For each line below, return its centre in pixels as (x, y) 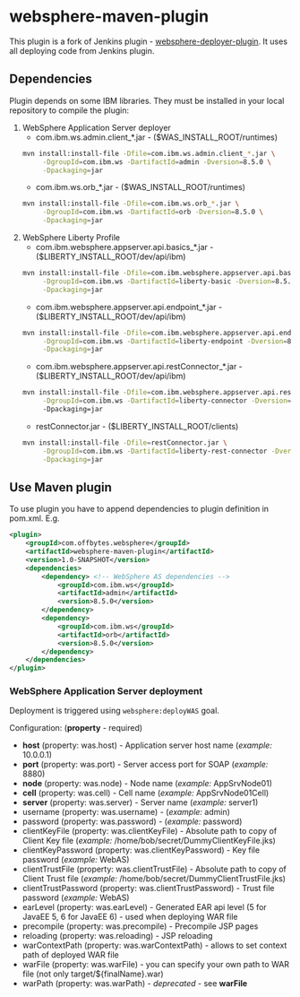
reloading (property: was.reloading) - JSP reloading (117, 936)
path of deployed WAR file (70, 955)
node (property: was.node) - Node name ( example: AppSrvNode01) (147, 784)
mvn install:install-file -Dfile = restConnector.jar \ (124, 442)
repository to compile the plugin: (69, 110)
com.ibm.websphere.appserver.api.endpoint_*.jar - (129, 307)
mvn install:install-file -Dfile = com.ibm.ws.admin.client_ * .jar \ (149, 153)
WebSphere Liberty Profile (71, 238)
